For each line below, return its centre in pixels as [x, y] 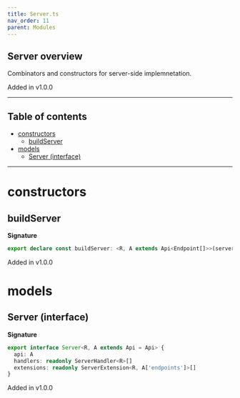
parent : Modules [31, 27]
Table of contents [47, 116]
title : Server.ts [33, 14]
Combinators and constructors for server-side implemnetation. [100, 74]
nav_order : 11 [29, 21]
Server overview [45, 56]
